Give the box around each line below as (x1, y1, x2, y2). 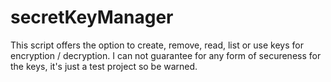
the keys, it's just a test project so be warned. (10, 60, 198, 72)
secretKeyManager (10, 6, 174, 29)
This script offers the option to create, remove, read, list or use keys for (10, 39, 304, 51)
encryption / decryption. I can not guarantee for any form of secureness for (10, 49, 322, 61)
